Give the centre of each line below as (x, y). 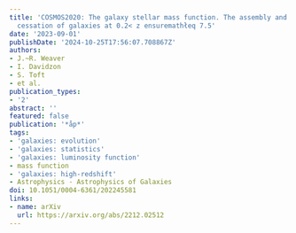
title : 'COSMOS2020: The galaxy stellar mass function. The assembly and (148, 17)
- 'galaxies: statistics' (57, 149)
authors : (25, 50)
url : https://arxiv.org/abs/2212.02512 (91, 215)
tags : (19, 133)
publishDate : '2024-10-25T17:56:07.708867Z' (93, 42)
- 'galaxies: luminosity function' (75, 157)
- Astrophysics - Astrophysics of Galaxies (91, 183)
